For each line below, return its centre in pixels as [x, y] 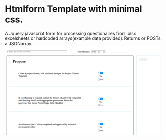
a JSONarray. [19, 43]
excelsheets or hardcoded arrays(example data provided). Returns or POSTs [83, 38]
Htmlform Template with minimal [74, 9]
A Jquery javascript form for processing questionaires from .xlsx [71, 33]
